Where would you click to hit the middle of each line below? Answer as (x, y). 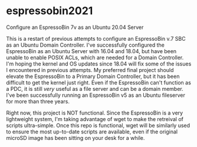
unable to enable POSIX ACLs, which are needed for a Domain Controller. (95, 57)
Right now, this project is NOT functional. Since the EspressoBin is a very (95, 113)
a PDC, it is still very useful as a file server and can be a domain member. (95, 89)
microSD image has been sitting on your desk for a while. (75, 138)
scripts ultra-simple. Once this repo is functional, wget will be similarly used (98, 125)
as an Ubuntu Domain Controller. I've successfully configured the (86, 45)
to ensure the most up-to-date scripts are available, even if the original (92, 132)
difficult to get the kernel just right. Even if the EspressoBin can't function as (99, 82)
